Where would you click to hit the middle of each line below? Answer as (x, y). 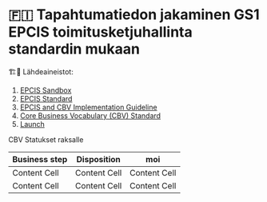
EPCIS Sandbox (46, 90)
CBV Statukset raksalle (46, 139)
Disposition (99, 159)
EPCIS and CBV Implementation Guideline (88, 107)
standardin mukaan (74, 49)
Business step (40, 159)
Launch (32, 124)
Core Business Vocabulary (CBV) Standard (90, 115)
